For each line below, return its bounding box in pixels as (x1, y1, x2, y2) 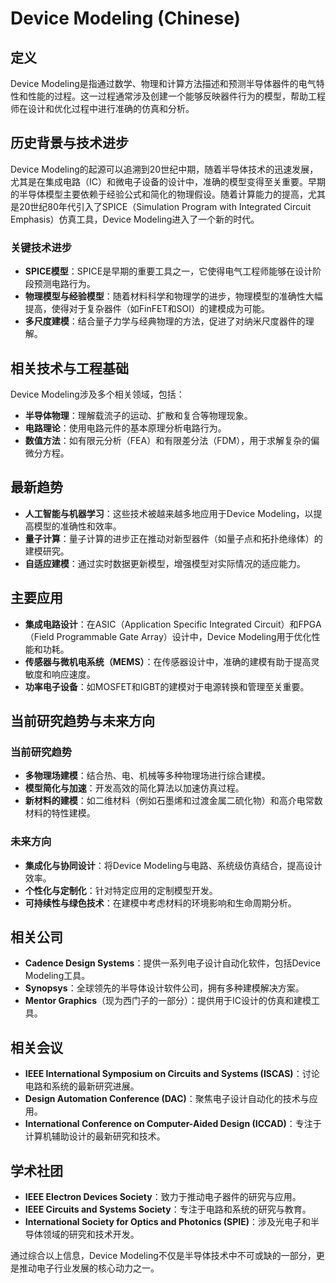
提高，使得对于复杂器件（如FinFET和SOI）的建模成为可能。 (24, 303, 270, 315)
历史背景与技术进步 (10, 135, 129, 152)
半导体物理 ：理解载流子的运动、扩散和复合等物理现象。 (24, 409, 253, 421)
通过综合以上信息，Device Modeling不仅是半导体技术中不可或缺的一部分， (10, 1249, 317, 1261)
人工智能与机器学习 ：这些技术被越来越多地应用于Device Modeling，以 (24, 507, 314, 519)
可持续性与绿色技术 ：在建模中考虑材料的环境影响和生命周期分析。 (24, 897, 297, 909)
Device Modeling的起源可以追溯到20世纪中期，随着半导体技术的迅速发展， (10, 163, 319, 175)
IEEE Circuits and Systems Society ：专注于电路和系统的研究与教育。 (24, 1203, 312, 1215)
